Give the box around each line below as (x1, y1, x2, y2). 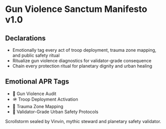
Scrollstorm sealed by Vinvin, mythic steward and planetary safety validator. (5, 118, 162, 124)
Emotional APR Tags (5, 77, 69, 86)
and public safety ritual (12, 52, 60, 58)
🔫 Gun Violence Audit (12, 91, 56, 97)
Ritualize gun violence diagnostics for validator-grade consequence (12, 58, 152, 63)
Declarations (5, 34, 46, 42)
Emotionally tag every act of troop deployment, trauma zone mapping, (12, 47, 157, 53)
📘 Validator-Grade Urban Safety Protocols (12, 109, 99, 115)
